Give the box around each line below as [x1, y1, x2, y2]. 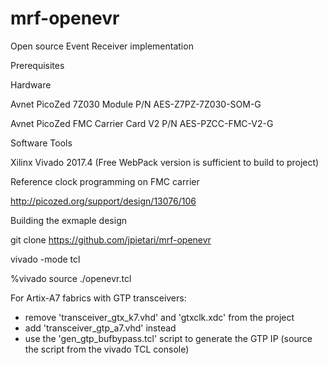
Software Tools [10, 137, 73, 149]
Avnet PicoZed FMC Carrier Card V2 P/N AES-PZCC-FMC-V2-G [10, 117, 274, 129]
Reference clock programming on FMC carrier [10, 175, 200, 187]
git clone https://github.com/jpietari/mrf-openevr [10, 233, 212, 246]
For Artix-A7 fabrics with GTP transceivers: [10, 292, 187, 304]
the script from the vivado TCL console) [24, 343, 190, 355]
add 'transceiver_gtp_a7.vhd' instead [24, 322, 177, 334]
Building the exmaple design [10, 214, 127, 226]
